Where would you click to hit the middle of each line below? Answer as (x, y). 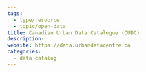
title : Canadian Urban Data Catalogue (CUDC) (73, 33)
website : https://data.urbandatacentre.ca (69, 45)
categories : (24, 52)
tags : (15, 13)
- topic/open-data (40, 26)
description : (26, 39)
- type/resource (36, 20)
